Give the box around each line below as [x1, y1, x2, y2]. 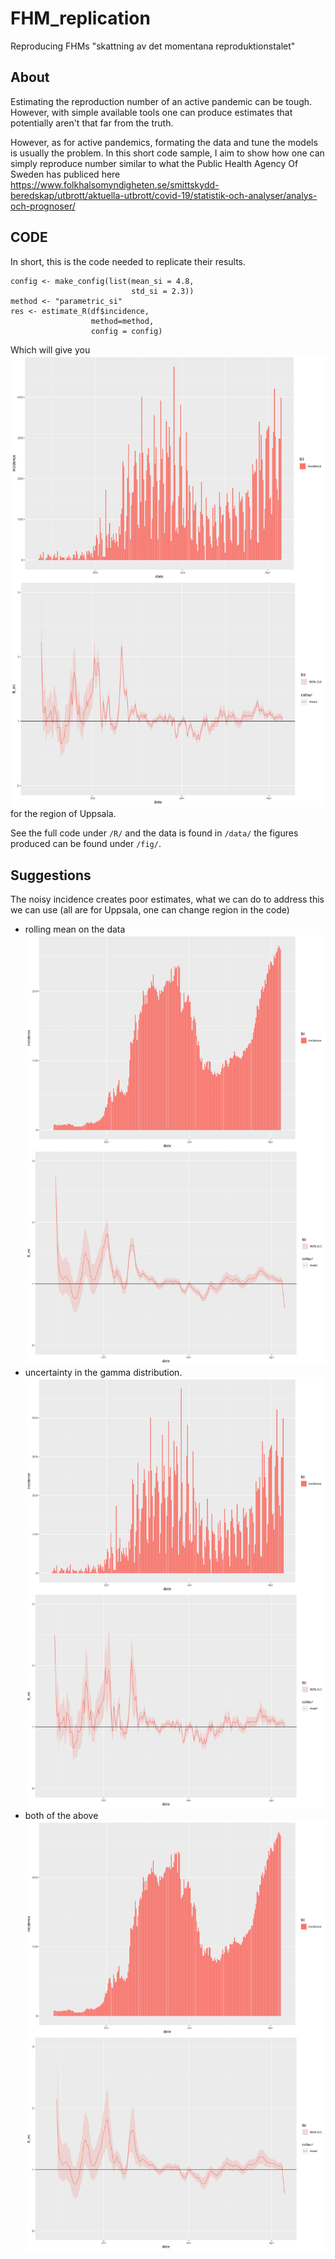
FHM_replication [10, 7, 151, 30]
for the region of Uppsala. [10, 808, 117, 820]
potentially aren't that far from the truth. [10, 117, 174, 129]
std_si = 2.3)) [131, 286, 195, 296]
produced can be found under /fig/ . [10, 838, 162, 850]
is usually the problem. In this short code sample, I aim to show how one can [10, 147, 325, 159]
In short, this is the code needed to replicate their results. [10, 255, 247, 267]
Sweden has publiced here [10, 168, 121, 180]
